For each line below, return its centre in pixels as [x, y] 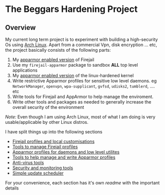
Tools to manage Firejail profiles [45, 147]
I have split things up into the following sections [54, 132]
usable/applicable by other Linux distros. [47, 122]
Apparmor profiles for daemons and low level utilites [66, 152]
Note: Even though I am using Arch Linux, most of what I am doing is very [80, 117]
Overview [21, 28]
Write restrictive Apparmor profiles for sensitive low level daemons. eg [84, 81]
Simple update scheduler [38, 173]
